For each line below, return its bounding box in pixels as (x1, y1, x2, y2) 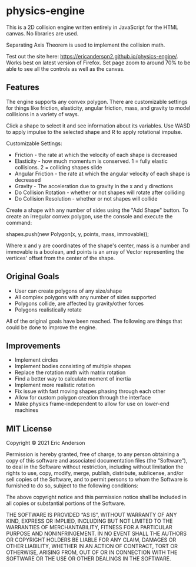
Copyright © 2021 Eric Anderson (6, 440, 85, 447)
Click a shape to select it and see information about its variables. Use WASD (6, 122, 191, 129)
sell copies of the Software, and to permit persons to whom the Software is (6, 476, 188, 483)
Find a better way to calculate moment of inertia (14, 375, 131, 382)
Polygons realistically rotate (14, 306, 82, 313)
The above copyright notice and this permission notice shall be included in (6, 494, 187, 501)
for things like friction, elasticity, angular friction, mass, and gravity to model (6, 104, 191, 112)
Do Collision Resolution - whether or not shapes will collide (14, 195, 158, 202)
